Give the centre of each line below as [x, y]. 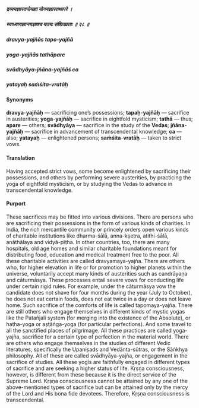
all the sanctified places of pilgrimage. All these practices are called [89, 330]
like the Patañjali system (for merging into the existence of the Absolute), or [98, 318]
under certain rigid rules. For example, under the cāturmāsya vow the [91, 286]
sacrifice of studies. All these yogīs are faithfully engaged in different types [98, 362]
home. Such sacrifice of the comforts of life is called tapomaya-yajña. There [99, 305]
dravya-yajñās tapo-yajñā [40, 40]
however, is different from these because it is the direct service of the [91, 374]
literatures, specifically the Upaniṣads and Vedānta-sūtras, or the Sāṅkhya [97, 349]
